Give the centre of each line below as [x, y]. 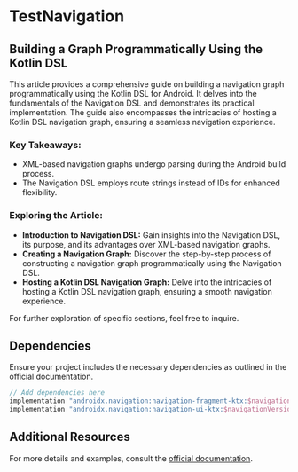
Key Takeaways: [45, 145]
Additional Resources [70, 437]
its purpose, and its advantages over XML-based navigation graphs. [146, 244]
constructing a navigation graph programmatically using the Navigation [152, 263]
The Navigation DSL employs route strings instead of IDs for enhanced [151, 183]
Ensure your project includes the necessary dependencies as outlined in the [148, 367]
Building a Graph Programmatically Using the [136, 49]
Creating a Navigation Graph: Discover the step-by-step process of [146, 254]
